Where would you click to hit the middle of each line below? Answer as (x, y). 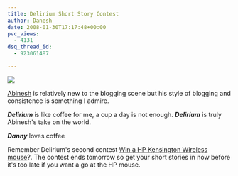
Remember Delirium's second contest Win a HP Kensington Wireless (108, 149)
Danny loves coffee (36, 136)
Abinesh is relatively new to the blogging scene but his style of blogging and (119, 93)
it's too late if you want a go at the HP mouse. (74, 165)
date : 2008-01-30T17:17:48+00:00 (57, 27)
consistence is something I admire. (58, 101)
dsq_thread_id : (30, 47)
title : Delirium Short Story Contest (63, 14)
